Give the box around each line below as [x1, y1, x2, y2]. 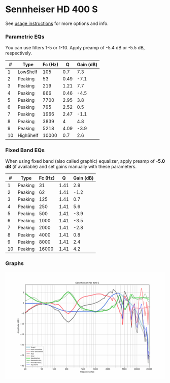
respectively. [5, 50, 32, 56]
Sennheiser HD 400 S [5, 4, 98, 15]
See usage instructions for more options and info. [5, 20, 109, 26]
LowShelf [17, 69, 38, 75]
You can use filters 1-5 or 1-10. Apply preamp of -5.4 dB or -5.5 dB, [5, 45, 145, 51]
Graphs [5, 260, 24, 267]
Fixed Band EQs [5, 146, 45, 154]
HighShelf [17, 132, 39, 138]
